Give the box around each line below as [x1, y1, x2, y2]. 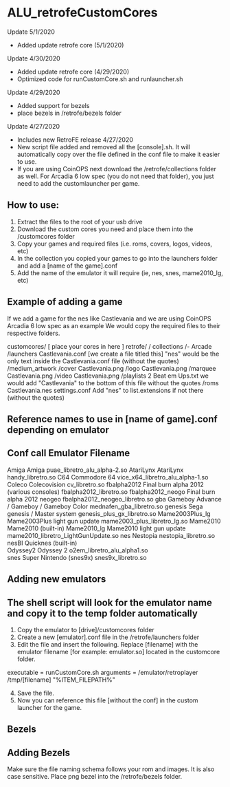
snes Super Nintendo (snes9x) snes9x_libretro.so [7, 553, 147, 561]
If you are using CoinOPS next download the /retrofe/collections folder [16, 164, 216, 173]
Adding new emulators [7, 573, 106, 585]
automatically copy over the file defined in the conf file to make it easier [16, 150, 220, 158]
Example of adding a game [7, 296, 123, 308]
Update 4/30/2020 [7, 54, 60, 63]
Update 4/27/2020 [7, 122, 60, 130]
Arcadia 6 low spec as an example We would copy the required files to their [7, 321, 221, 330]
